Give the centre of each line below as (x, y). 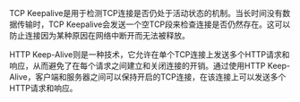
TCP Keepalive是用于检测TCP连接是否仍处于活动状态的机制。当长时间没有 (146, 13)
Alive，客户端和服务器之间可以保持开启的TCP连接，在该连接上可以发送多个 (148, 77)
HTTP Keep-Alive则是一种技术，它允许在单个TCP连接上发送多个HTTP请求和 (150, 55)
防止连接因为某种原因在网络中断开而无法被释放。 (99, 35)
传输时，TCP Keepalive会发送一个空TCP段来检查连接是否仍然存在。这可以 (154, 24)
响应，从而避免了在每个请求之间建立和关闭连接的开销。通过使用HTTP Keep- (150, 66)
